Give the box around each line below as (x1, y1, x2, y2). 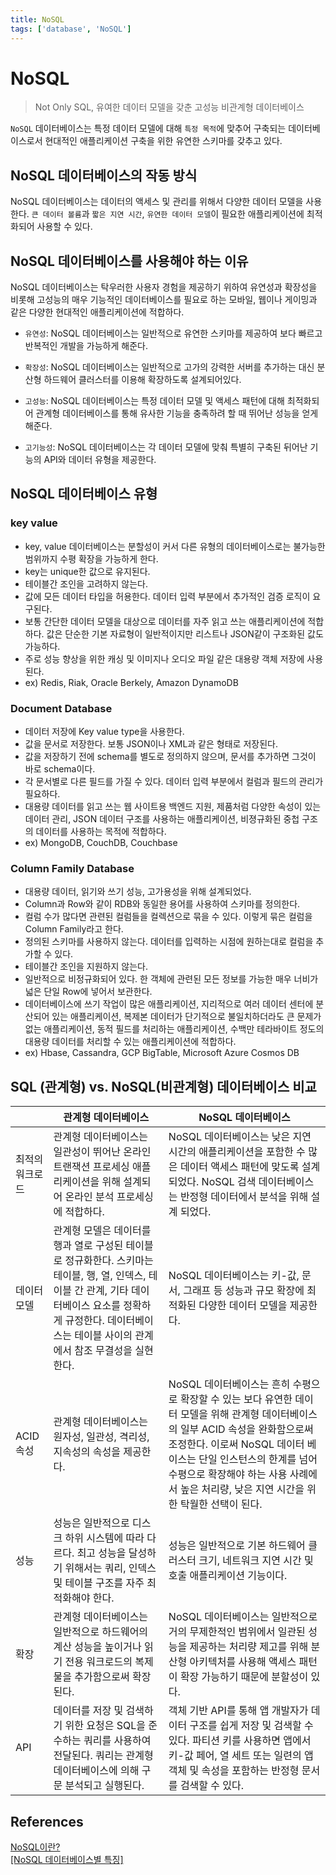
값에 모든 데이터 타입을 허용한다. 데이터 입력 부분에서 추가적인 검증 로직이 (24, 590, 311, 602)
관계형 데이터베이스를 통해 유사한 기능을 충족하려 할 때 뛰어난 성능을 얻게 (35, 407, 319, 420)
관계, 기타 (86, 1284, 129, 1298)
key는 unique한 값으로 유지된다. (24, 565, 151, 577)
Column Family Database (10, 861, 135, 875)
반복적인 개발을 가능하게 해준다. (24, 340, 148, 352)
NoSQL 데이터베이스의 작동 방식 (10, 167, 198, 184)
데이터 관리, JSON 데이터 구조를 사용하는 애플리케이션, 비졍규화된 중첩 (24, 813, 300, 825)
